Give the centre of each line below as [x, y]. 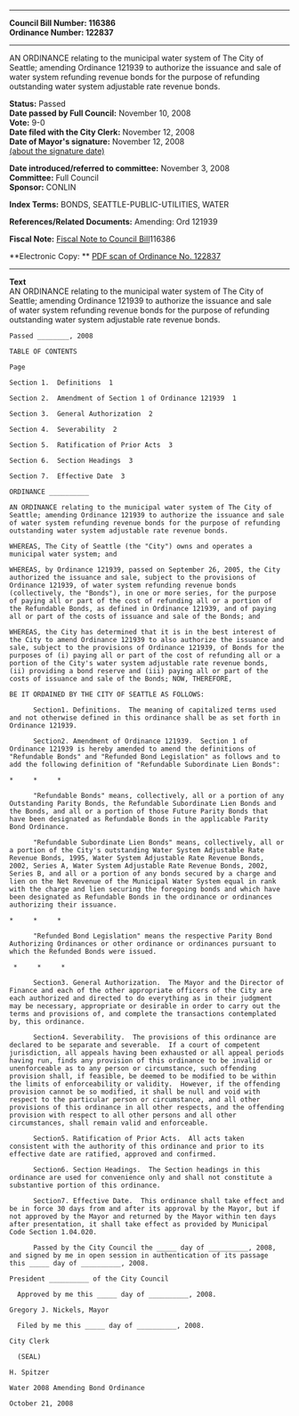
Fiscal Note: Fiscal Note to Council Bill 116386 [93, 239]
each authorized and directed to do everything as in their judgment [141, 998]
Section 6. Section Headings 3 [71, 460]
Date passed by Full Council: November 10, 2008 [100, 113]
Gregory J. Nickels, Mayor [59, 1310]
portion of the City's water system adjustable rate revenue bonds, [139, 663]
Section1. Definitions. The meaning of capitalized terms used [154, 710]
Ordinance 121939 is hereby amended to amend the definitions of [133, 749]
